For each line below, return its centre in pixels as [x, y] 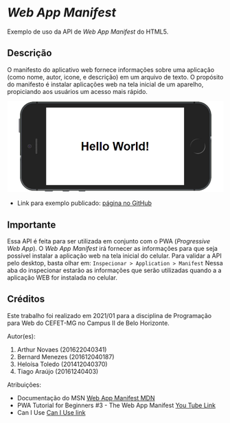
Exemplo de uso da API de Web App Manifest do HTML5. [88, 32]
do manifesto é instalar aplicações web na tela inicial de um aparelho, [105, 84]
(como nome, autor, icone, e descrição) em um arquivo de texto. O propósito [115, 77]
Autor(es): [21, 336]
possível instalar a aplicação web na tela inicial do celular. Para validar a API [114, 256]
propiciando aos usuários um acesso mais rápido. [77, 91]
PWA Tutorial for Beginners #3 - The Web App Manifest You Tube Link [116, 405]
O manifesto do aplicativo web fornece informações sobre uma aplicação [111, 69]
